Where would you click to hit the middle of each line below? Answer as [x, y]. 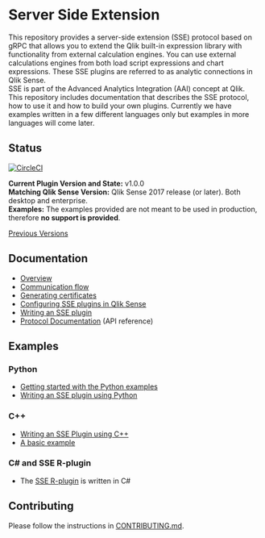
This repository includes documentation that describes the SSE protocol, [129, 97]
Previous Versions [38, 233]
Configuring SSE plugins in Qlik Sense [83, 303]
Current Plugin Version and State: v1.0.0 [77, 183]
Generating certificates [58, 295]
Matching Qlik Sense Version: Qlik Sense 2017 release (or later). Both [124, 192]
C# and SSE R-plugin [50, 463]
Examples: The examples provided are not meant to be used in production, [133, 209]
